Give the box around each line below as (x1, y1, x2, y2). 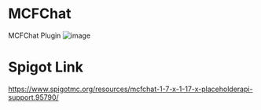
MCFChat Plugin (8, 31, 61, 40)
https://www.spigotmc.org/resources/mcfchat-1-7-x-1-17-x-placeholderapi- (8, 84, 253, 93)
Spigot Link (8, 58, 84, 76)
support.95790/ (8, 92, 59, 102)
